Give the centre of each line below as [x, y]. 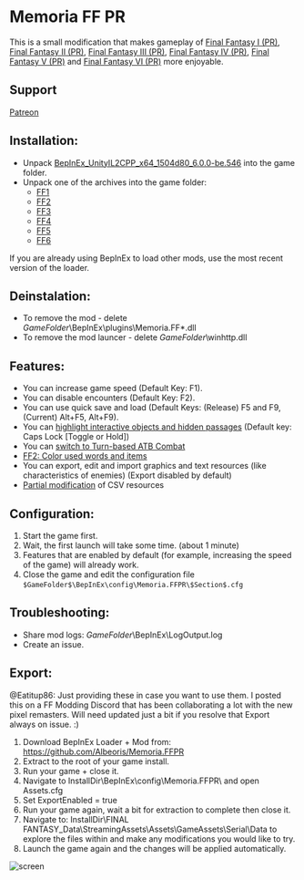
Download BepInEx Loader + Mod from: [96, 741]
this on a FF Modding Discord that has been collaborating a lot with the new [151, 705]
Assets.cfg [43, 790]
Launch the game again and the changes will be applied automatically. [154, 848]
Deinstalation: [50, 296]
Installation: [44, 141]
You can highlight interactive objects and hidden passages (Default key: [157, 427]
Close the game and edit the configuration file [109, 575]
